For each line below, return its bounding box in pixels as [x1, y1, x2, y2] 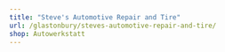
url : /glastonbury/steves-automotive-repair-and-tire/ [9, 21, 217, 30]
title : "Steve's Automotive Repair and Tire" [9, 12, 181, 22]
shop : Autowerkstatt [9, 29, 86, 38]
